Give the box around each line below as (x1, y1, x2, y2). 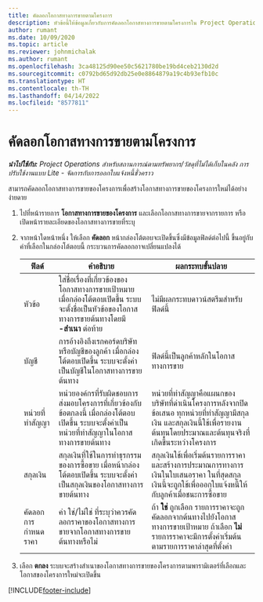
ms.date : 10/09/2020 (8, 33, 76, 42)
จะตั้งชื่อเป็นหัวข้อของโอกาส (58, 304, 139, 315)
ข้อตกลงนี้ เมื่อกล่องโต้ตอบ (58, 407, 135, 418)
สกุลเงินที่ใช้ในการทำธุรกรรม (58, 450, 142, 461)
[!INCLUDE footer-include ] (8, 586, 92, 595)
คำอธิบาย (88, 261, 115, 272)
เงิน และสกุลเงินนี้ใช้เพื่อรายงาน (151, 418, 243, 429)
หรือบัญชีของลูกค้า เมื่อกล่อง (58, 346, 139, 357)
